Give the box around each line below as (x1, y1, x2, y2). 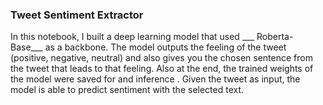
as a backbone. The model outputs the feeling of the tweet (44, 41, 287, 53)
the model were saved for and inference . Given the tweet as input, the (10, 73, 301, 85)
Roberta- (256, 31, 294, 43)
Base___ (10, 41, 43, 53)
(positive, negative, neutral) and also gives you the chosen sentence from (10, 52, 313, 64)
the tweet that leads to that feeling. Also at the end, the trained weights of (10, 63, 314, 75)
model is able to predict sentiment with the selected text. (10, 84, 245, 96)
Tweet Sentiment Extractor (10, 8, 144, 22)
